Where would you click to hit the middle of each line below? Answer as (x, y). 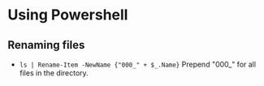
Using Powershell (68, 15)
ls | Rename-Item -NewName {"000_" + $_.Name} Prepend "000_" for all (138, 64)
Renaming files (46, 45)
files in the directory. (54, 73)
